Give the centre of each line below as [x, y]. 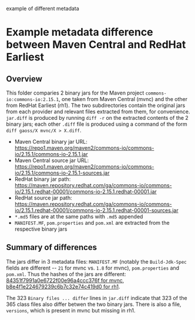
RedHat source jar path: [43, 198]
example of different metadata [43, 9]
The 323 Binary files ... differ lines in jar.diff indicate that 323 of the [97, 298]
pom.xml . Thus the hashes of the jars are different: [66, 274]
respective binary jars [41, 229]
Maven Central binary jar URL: [51, 142]
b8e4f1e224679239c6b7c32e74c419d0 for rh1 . [63, 287]
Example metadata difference [80, 32]
